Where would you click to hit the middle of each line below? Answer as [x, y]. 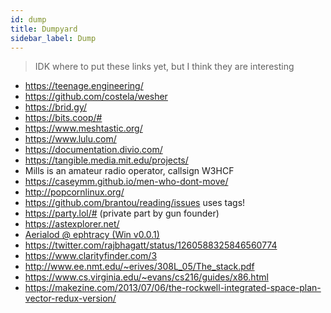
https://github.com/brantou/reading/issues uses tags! [135, 203]
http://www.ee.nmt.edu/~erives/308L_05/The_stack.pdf [139, 267]
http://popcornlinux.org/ [74, 192]
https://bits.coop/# [63, 118]
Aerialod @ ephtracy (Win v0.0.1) [92, 235]
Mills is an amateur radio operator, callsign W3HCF [129, 171]
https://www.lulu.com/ [70, 139]
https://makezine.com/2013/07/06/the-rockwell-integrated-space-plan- [173, 288]
